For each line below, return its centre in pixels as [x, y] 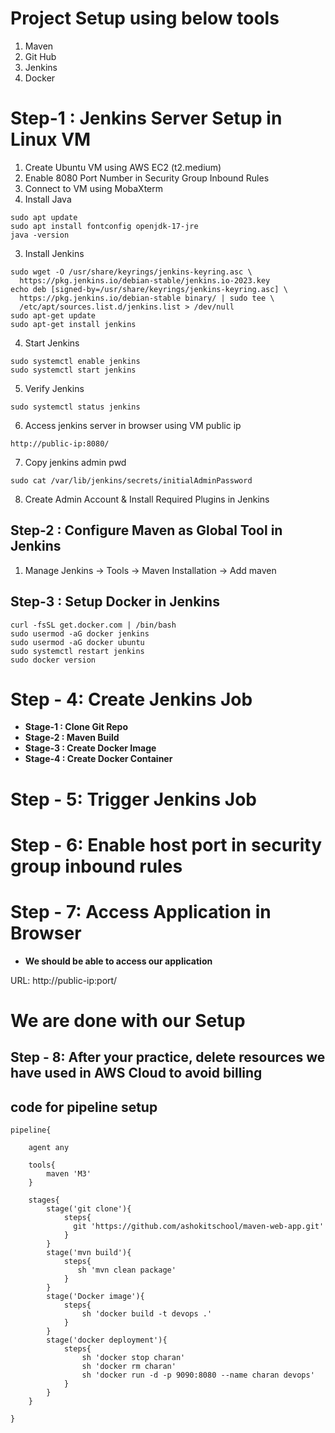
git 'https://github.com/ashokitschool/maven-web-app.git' [199, 1227]
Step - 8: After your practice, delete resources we [168, 1057]
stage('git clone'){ [89, 1209]
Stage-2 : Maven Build [72, 738]
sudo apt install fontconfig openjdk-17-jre [104, 226]
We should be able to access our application [118, 961]
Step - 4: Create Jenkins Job [131, 699]
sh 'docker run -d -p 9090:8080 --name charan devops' [198, 1375]
